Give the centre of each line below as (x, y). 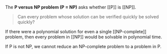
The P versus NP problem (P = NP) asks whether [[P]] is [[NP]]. (71, 7)
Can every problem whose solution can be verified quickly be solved (88, 17)
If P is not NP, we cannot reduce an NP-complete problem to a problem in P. (83, 46)
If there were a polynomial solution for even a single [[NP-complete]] (76, 31)
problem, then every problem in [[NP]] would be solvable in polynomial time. (84, 37)
